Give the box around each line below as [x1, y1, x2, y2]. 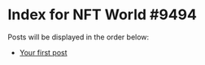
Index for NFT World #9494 [7, 6, 197, 24]
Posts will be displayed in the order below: [7, 32, 150, 42]
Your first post [19, 47, 68, 57]
